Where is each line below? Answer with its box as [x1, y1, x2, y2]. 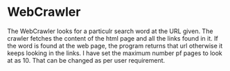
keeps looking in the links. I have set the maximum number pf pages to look [7, 49, 223, 57]
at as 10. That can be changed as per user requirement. [7, 56, 166, 64]
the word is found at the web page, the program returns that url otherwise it [7, 41, 223, 50]
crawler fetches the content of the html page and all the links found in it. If [7, 34, 218, 42]
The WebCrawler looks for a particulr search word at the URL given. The [7, 27, 213, 35]
